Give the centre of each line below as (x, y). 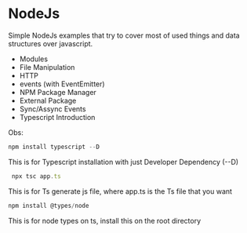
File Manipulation (47, 67)
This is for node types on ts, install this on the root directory (105, 220)
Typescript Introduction (57, 117)
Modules (34, 59)
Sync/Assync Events (53, 109)
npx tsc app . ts (36, 176)
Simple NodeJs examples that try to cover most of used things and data (124, 35)
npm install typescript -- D (54, 147)
